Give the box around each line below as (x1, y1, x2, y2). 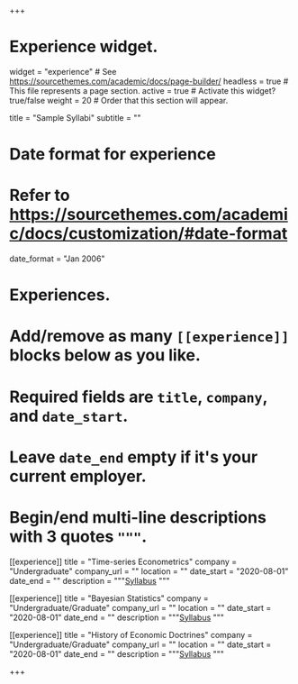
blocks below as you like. (9, 345, 201, 366)
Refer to (9, 186, 70, 205)
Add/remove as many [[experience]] (9, 326, 290, 347)
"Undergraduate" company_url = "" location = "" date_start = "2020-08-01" (9, 565, 289, 577)
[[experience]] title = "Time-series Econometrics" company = (9, 556, 238, 567)
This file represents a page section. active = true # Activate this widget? (9, 85, 276, 96)
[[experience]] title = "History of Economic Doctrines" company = (9, 629, 253, 640)
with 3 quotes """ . (9, 526, 148, 546)
